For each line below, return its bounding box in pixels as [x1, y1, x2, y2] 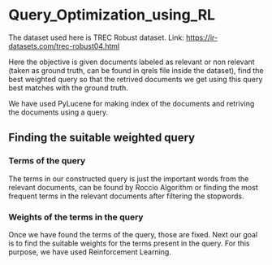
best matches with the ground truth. [8, 83, 128, 93]
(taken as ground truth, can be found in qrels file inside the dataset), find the [8, 65, 264, 75]
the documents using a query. [8, 107, 109, 117]
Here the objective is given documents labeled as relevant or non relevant [8, 57, 255, 67]
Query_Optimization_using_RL [8, 6, 216, 24]
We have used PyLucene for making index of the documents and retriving [8, 98, 255, 108]
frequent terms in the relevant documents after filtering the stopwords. [8, 191, 244, 201]
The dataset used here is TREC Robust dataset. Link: [8, 33, 184, 42]
